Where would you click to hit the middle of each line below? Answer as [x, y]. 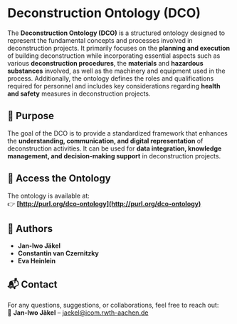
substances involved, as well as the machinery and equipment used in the [116, 71]
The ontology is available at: [49, 196]
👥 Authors [30, 229]
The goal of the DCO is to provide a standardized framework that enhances [117, 133]
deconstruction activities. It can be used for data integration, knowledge [115, 148]
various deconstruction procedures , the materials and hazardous [106, 63]
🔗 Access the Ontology [59, 179]
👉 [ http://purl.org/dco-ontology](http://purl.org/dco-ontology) [104, 203]
